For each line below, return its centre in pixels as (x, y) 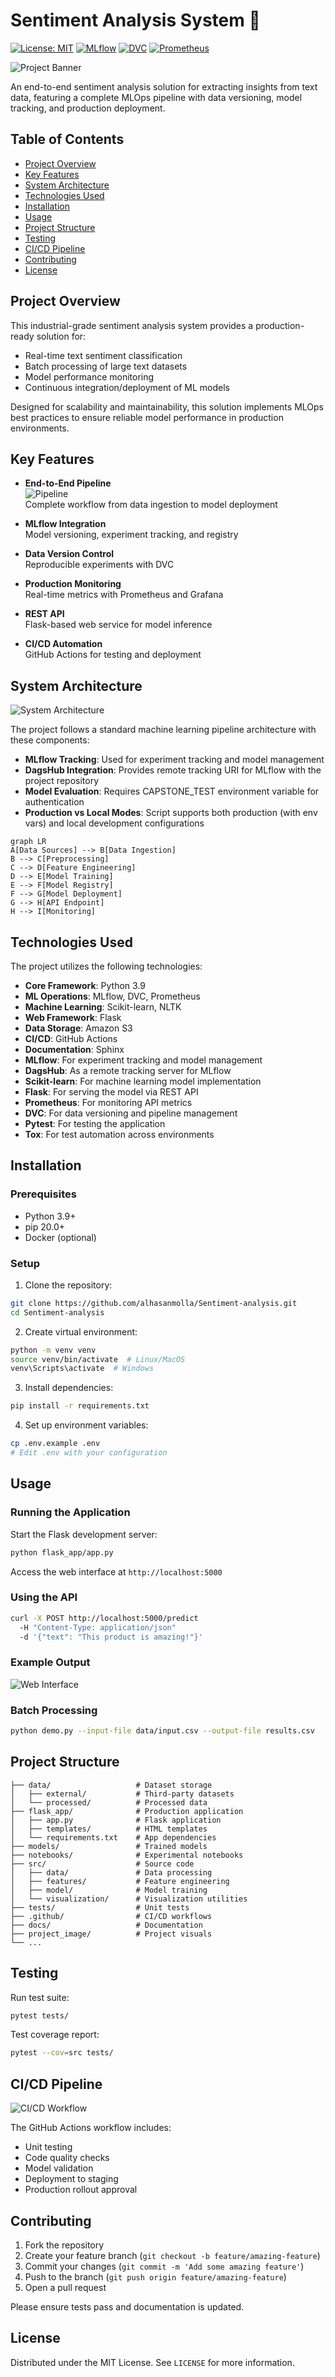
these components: (50, 740)
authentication (54, 802)
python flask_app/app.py (62, 1552)
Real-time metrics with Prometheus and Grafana (124, 595)
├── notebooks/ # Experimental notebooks (127, 1855)
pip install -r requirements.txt (80, 1406)
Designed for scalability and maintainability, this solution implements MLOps (167, 406)
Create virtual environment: (81, 1331)
